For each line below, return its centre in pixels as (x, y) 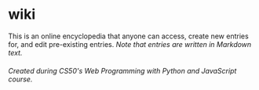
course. (20, 79)
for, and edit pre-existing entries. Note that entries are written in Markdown (130, 44)
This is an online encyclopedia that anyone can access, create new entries (128, 36)
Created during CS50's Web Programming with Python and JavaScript (122, 70)
